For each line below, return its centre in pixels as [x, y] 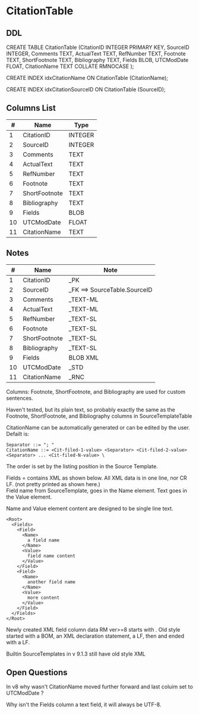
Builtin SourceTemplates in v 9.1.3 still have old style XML [76, 654]
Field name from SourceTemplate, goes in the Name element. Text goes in [97, 490]
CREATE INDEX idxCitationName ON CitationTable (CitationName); [87, 78]
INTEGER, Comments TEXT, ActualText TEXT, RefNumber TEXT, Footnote [96, 54]
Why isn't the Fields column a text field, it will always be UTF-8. [84, 704]
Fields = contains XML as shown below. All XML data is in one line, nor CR [97, 478]
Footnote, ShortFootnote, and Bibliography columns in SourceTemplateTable [99, 416]
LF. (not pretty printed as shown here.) [53, 484]
